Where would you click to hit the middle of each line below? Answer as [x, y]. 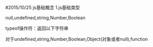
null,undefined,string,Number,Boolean [45, 18]
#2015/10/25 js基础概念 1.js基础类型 [43, 7]
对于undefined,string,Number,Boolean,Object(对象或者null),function [77, 39]
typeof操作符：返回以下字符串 [37, 28]
